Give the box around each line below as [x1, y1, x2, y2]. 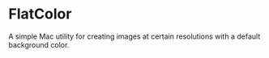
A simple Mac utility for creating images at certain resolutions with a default [8, 31, 261, 41]
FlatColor [8, 5, 72, 23]
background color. [8, 39, 70, 49]
